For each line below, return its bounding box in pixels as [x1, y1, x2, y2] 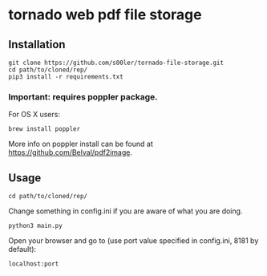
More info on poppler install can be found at [8, 139, 154, 149]
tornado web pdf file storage [8, 6, 202, 24]
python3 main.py [8, 222, 63, 230]
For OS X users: [8, 110, 60, 120]
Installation [8, 38, 66, 51]
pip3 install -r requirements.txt [8, 73, 124, 81]
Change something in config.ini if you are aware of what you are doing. [8, 206, 243, 216]
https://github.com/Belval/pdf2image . [8, 148, 132, 157]
